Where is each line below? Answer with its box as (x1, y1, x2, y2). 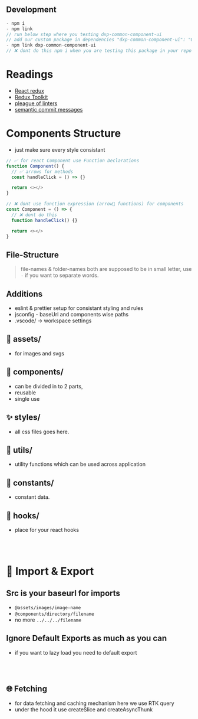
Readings (6, 68, 54, 81)
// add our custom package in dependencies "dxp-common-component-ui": (6, 37, 186, 43)
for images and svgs (14, 349, 65, 357)
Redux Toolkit (14, 94, 48, 100)
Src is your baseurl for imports (6, 588, 121, 598)
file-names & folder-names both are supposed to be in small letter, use (20, 266, 192, 273)
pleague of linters (14, 100, 58, 107)
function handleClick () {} (11, 217, 78, 223)
